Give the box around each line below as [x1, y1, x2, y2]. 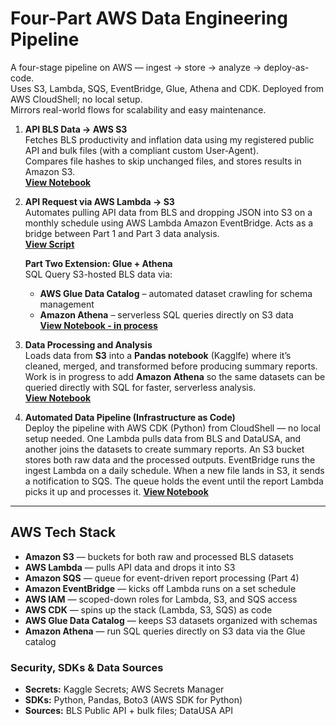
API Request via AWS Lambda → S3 [24, 195, 175, 207]
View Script [24, 238, 75, 250]
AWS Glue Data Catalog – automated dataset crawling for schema [39, 287, 313, 299]
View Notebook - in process [39, 319, 158, 331]
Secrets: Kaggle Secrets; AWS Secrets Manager [24, 683, 225, 696]
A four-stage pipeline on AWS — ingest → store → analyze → [10, 61, 262, 73]
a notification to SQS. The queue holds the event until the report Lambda [24, 475, 324, 487]
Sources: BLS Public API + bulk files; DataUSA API [24, 705, 234, 717]
